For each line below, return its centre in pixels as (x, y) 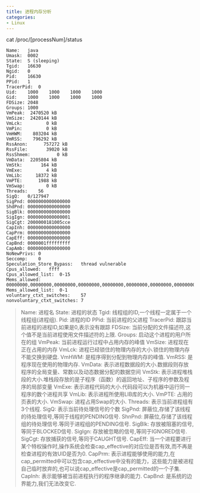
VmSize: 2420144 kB (32, 118)
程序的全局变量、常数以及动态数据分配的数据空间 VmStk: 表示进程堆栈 (107, 372)
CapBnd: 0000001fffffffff (38, 244)
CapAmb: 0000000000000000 (38, 249)
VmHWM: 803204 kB (32, 134)
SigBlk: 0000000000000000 (38, 212)
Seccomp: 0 (24, 259)
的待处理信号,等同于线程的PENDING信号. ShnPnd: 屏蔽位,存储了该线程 (106, 417)
